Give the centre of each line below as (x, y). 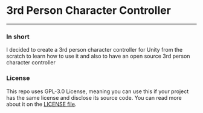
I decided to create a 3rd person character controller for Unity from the (95, 50)
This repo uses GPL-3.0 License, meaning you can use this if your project (98, 91)
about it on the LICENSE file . (41, 104)
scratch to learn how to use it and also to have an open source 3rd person (98, 56)
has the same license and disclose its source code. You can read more (94, 97)
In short (18, 37)
